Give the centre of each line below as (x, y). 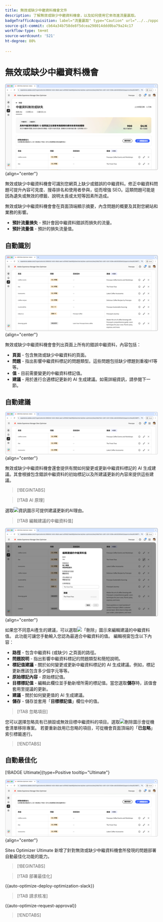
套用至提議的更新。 (31, 689)
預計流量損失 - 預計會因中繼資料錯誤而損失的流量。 (63, 223)
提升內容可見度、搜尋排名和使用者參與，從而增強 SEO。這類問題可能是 (84, 190)
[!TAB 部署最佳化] (34, 876)
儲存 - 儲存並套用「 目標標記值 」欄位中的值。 (57, 701)
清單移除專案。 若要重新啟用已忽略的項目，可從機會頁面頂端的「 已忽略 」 (82, 728)
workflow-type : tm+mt (27, 31)
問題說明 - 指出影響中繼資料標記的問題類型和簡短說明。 (67, 658)
